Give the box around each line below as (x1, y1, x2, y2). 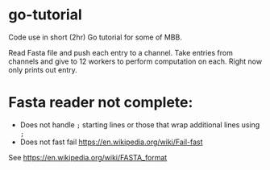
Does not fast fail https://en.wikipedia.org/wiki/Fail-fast (19, 137, 203, 147)
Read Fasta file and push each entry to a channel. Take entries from (8, 48, 234, 57)
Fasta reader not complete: (8, 93, 193, 112)
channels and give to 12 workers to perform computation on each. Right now (8, 56, 263, 66)
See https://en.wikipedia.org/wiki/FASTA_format (8, 152, 168, 162)
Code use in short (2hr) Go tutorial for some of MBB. (8, 32, 183, 42)
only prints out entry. (8, 64, 78, 74)
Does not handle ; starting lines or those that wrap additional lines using (19, 119, 260, 130)
